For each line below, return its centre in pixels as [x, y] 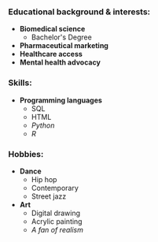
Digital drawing [56, 213]
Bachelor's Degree [61, 37]
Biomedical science [52, 29]
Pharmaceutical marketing [64, 46]
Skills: [20, 83]
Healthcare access [51, 54]
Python [43, 125]
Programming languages [61, 100]
